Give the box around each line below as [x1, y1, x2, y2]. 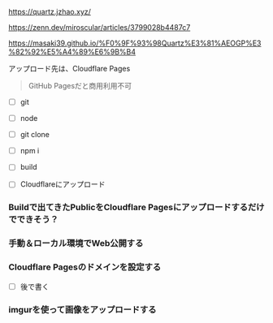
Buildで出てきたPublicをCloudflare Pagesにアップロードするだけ [8, 202, 265, 213]
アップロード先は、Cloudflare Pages [8, 64, 131, 73]
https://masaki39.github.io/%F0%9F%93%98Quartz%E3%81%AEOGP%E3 [8, 38, 262, 48]
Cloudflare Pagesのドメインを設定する [8, 261, 162, 273]
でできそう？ [8, 214, 59, 226]
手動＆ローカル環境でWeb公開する [8, 238, 144, 249]
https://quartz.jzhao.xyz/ [8, 7, 92, 16]
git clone [19, 130, 50, 140]
